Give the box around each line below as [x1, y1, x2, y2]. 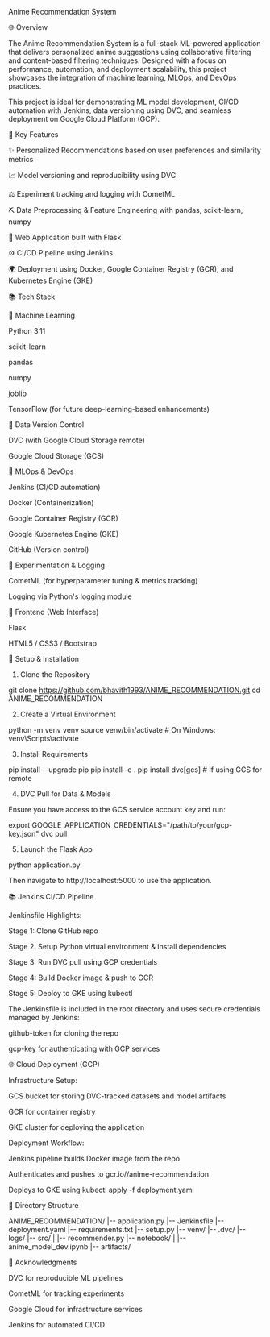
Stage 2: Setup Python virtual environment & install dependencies [8, 942, 226, 951]
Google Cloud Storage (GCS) [8, 451, 105, 460]
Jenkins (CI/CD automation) [8, 483, 101, 492]
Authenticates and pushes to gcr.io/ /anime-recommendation [8, 1169, 210, 1179]
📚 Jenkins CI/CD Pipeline [8, 892, 94, 901]
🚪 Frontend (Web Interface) [8, 608, 99, 617]
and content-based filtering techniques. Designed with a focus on [8, 56, 227, 65]
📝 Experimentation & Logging [8, 560, 106, 570]
